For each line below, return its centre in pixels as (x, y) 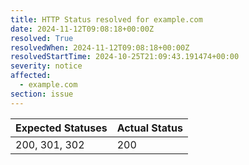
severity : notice (46, 66)
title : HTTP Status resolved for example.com (106, 19)
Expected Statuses (61, 128)
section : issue (42, 94)
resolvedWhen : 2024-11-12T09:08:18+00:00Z (100, 47)
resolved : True (42, 38)
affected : (31, 76)
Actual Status (149, 128)
